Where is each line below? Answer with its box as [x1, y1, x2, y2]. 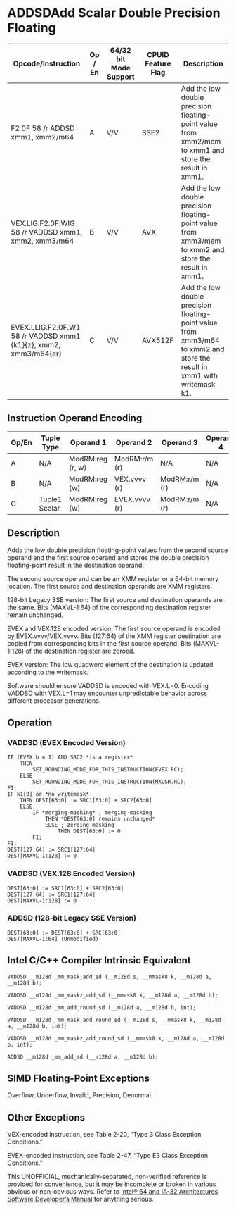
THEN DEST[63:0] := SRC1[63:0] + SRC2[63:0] [20, 797, 152, 804]
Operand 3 [161, 437, 198, 447]
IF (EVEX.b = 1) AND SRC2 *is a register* [7, 754, 133, 761]
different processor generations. [7, 696, 101, 705]
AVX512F [141, 335, 174, 345]
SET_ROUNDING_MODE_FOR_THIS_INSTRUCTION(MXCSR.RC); [32, 778, 188, 786]
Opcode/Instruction [13, 58, 81, 68]
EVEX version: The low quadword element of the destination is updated [7, 660, 214, 668]
